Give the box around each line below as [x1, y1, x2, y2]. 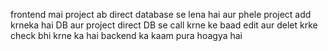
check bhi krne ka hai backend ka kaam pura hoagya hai [10, 30, 243, 41]
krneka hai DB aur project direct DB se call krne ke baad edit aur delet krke [10, 19, 318, 31]
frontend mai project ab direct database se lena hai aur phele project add [10, 9, 312, 20]
